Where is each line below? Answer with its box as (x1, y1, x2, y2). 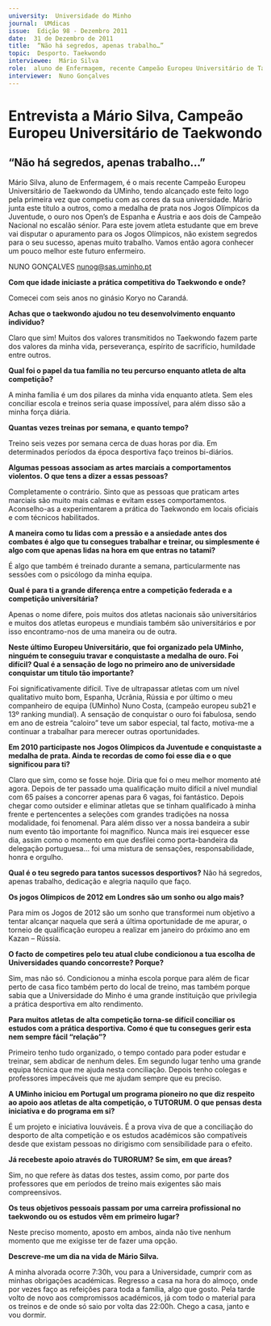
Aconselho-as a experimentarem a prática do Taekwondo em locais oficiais (8, 504, 259, 514)
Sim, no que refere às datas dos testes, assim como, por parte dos (8, 1170, 230, 1180)
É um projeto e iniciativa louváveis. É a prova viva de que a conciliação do (8, 1122, 253, 1131)
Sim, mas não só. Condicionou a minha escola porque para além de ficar (8, 973, 250, 983)
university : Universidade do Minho (8, 11, 131, 20)
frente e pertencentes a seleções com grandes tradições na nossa (8, 809, 230, 819)
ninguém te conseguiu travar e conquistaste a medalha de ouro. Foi (8, 651, 240, 661)
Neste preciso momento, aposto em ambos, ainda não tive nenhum (8, 1227, 231, 1236)
